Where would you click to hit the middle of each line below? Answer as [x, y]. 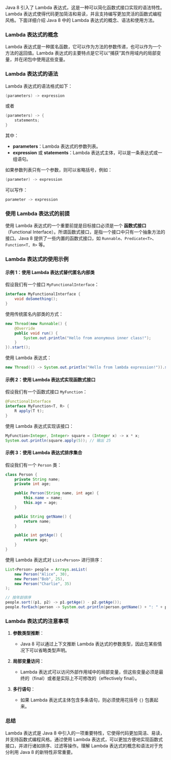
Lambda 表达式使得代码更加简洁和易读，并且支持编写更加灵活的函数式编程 [83, 14]
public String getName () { [43, 517]
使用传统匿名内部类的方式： [34, 314]
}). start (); [18, 347]
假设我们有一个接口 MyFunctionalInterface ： [52, 285]
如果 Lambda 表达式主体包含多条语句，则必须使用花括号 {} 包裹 [87, 700]
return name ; [37, 521]
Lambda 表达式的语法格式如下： [39, 86]
